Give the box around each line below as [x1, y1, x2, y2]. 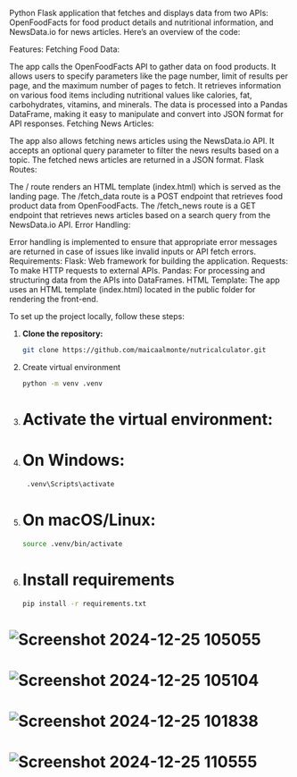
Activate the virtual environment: [21, 409, 274, 429]
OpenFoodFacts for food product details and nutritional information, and [9, 17, 274, 28]
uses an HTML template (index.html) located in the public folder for [9, 284, 256, 294]
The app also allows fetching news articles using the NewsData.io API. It [9, 136, 275, 146]
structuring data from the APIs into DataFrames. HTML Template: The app [9, 274, 281, 285]
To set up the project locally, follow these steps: [9, 311, 186, 321]
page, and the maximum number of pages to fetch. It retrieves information [9, 80, 282, 90]
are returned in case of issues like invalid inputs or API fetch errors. [9, 246, 257, 257]
